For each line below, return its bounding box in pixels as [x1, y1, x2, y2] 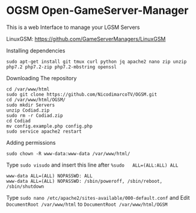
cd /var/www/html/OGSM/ [6, 97, 66, 103]
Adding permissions [6, 139, 56, 146]
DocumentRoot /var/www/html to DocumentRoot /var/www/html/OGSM [6, 200, 168, 208]
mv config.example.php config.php [6, 123, 93, 129]
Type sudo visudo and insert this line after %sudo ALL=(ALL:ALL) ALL [6, 161, 179, 168]
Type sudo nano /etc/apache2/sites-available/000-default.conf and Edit [6, 194, 190, 201]
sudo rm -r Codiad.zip [6, 112, 63, 118]
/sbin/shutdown [6, 183, 44, 189]
